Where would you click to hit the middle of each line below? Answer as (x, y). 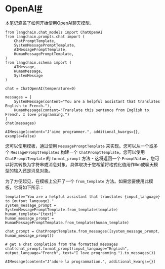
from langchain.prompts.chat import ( (45, 37)
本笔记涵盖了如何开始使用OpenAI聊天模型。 (50, 23)
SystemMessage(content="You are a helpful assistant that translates (87, 101)
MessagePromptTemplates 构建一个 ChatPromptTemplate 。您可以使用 (78, 152)
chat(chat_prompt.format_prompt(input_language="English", (67, 248)
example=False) (21, 136)
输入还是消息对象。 (33, 171)
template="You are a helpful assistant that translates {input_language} (83, 197)
